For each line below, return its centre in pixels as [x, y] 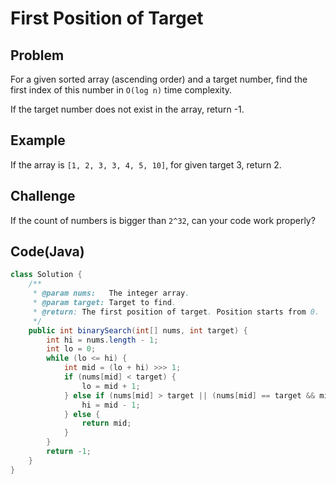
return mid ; [106, 423]
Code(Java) [47, 252]
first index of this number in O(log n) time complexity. [121, 90]
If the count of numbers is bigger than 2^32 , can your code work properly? [163, 220]
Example [38, 140]
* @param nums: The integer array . [111, 293]
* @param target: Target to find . [104, 303]
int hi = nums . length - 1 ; [102, 340]
